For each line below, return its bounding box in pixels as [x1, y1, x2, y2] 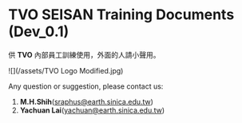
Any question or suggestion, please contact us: [8, 81, 164, 91]
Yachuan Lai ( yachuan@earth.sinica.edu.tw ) [19, 105, 165, 115]
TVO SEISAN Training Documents [8, 6, 235, 24]
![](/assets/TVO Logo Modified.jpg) [8, 65, 124, 75]
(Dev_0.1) [8, 22, 69, 41]
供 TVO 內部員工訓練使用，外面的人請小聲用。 [8, 50, 161, 59]
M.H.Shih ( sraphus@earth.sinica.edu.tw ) [19, 97, 154, 106]
